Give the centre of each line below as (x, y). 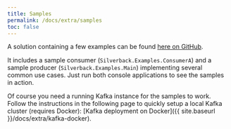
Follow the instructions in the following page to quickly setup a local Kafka (115, 104)
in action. (21, 83)
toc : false (23, 27)
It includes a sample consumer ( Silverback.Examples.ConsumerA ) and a (110, 60)
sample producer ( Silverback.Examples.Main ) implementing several (105, 68)
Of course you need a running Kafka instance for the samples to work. (109, 96)
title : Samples (30, 14)
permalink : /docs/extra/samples (55, 20)
